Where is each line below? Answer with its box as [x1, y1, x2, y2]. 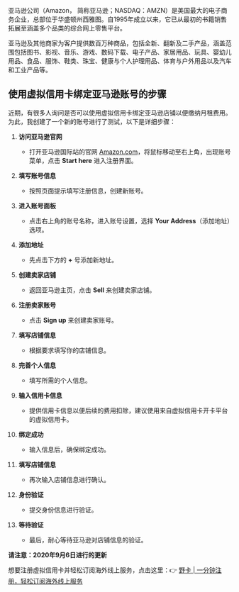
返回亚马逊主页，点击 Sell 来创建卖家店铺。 [28, 286, 156, 294]
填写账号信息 [18, 171, 56, 179]
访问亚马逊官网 [18, 132, 62, 140]
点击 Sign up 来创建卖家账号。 [28, 315, 118, 324]
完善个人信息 [18, 361, 56, 369]
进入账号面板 [18, 201, 56, 210]
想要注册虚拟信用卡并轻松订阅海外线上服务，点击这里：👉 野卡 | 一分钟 [8, 566, 216, 574]
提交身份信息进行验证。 [28, 506, 98, 514]
